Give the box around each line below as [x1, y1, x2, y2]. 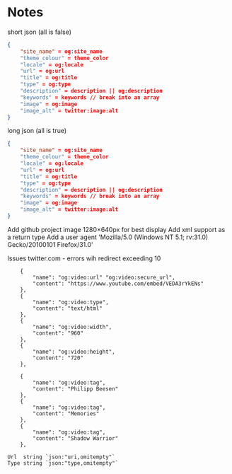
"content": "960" [33, 330, 83, 337]
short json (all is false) [7, 28, 72, 36]
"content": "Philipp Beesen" [33, 385, 119, 393]
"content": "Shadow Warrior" [33, 434, 119, 442]
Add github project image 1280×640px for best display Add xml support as [7, 225, 226, 233]
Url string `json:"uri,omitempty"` [7, 453, 115, 461]
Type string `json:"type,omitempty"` [7, 459, 119, 467]
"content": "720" [33, 354, 83, 362]
